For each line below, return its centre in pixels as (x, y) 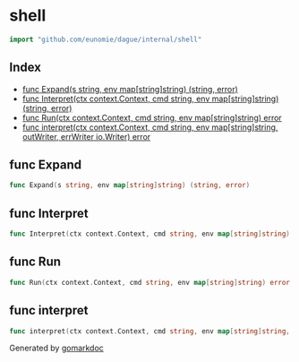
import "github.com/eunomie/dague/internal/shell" (106, 39)
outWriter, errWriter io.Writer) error (86, 136)
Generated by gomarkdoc (57, 348)
